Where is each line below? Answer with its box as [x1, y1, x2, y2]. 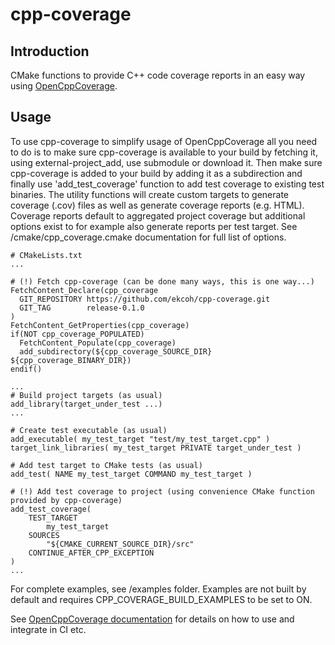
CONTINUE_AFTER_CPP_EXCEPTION [28, 548, 155, 558]
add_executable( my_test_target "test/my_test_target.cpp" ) [10, 434, 271, 444]
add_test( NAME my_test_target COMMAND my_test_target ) [10, 469, 253, 479]
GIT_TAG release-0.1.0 [19, 303, 145, 313]
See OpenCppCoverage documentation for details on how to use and [10, 613, 295, 625]
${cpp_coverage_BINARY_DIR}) [10, 355, 132, 365]
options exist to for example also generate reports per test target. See [10, 220, 298, 232]
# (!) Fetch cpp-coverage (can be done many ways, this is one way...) [10, 276, 315, 287]
